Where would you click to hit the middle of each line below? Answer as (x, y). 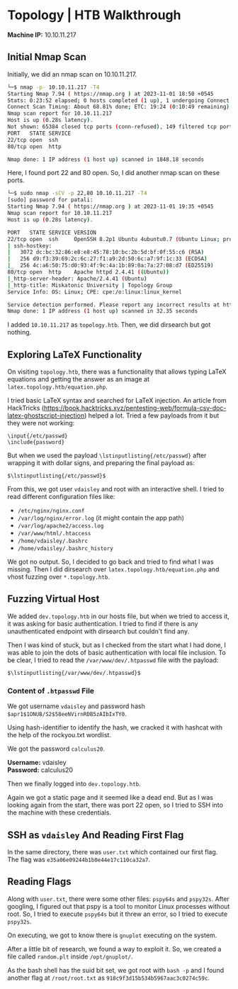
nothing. (19, 333)
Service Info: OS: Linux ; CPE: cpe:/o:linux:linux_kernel (95, 292)
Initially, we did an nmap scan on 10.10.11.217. (72, 74)
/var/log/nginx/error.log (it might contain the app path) (101, 518)
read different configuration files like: (61, 497)
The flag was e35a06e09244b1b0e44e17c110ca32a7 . (79, 859)
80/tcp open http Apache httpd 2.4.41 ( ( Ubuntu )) (89, 272)
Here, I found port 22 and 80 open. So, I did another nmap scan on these (114, 173)
